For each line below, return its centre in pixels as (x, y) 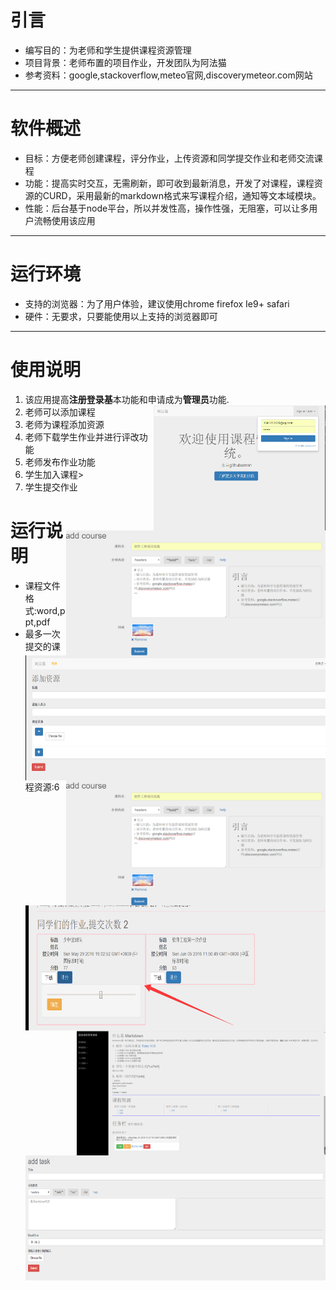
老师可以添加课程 (60, 412)
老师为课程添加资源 (64, 424)
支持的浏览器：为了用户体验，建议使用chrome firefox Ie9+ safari (157, 303)
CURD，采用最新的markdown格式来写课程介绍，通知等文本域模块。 (182, 195)
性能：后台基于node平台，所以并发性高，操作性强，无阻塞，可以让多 (167, 208)
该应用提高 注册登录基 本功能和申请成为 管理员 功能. (127, 399)
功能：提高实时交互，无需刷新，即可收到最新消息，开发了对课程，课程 (169, 183)
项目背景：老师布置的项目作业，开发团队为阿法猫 (125, 62)
